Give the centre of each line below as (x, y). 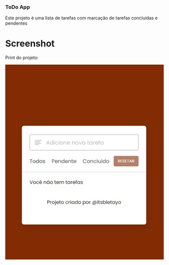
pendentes (16, 23)
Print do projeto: (22, 58)
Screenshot (30, 44)
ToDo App (18, 7)
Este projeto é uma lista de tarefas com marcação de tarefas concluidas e (81, 18)
